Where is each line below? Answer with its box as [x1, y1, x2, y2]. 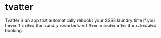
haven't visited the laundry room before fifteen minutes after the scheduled [5, 22, 157, 28]
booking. [5, 27, 23, 33]
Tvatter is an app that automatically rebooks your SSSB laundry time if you [5, 17, 155, 23]
